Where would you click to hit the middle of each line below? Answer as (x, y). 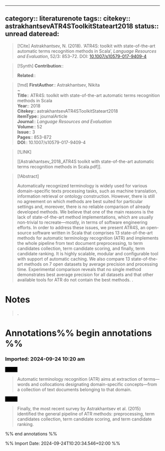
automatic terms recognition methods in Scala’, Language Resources (87, 51)
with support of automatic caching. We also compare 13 (73, 259)
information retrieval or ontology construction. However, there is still (86, 196)
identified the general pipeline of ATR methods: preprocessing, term (86, 414)
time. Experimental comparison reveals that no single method (79, 269)
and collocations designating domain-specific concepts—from (94, 385)
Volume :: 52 (30, 126)
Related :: (26, 75)
